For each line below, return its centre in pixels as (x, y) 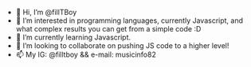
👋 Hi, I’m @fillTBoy (46, 12)
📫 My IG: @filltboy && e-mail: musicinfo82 (86, 54)
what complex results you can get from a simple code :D (108, 29)
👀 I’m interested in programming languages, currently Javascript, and (129, 20)
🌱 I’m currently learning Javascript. (73, 37)
